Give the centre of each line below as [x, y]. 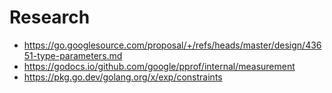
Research [50, 17]
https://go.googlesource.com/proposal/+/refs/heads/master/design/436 [172, 45]
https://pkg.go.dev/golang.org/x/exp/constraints [123, 77]
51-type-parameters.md [73, 55]
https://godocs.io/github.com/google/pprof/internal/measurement [159, 66]
